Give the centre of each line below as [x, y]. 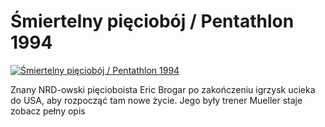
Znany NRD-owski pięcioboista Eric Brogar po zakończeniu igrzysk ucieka [163, 89]
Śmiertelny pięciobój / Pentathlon [152, 21]
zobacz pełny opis [48, 111]
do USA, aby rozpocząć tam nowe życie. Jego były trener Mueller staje [156, 100]
